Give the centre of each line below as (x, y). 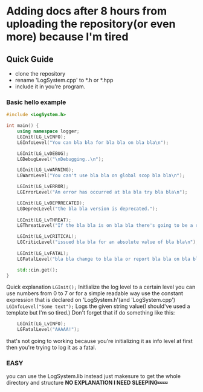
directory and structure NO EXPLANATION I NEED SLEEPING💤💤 (87, 383)
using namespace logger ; (48, 131)
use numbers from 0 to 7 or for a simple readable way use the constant (95, 293)
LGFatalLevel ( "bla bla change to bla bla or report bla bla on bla (104, 259)
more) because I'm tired (67, 37)
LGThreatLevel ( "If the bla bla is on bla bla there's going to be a (105, 226)
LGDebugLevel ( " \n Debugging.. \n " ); (60, 159)
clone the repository (40, 73)
